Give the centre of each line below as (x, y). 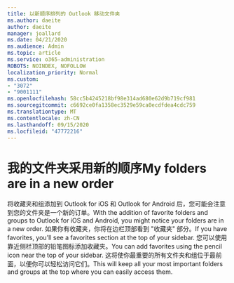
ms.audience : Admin (36, 46)
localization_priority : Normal (53, 72)
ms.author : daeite (34, 20)
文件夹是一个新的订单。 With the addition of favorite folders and (117, 213)
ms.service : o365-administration (56, 60)
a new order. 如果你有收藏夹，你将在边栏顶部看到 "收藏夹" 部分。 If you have (117, 229)
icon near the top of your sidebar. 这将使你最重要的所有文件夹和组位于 (109, 255)
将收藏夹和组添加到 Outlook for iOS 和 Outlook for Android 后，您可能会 (110, 204)
